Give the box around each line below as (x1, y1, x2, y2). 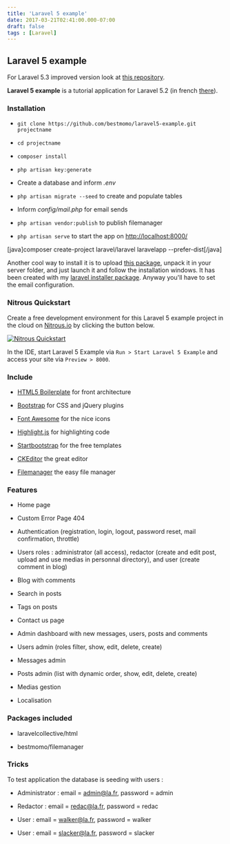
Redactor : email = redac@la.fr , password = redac (17, 802, 158, 810)
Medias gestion (17, 683, 61, 691)
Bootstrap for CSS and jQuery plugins (17, 401, 124, 409)
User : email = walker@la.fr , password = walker (17, 815, 151, 823)
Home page (17, 501, 51, 509)
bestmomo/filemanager (17, 742, 84, 751)
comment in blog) (17, 563, 67, 571)
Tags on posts (17, 603, 58, 611)
